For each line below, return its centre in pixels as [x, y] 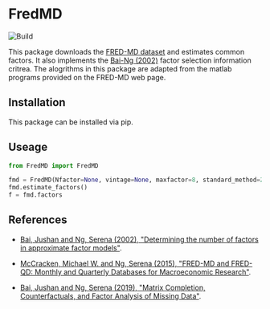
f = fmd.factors [35, 195]
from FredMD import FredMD [53, 165]
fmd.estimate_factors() [48, 188]
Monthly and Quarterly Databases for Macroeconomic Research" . [143, 272]
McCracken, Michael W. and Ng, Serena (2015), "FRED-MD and [125, 263]
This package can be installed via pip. [71, 122]
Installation [37, 102]
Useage [28, 147]
